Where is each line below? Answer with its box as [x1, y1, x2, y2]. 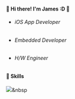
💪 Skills [6, 73, 24, 80]
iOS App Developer [14, 19, 60, 26]
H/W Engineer [14, 55, 48, 62]
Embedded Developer [14, 36, 67, 44]
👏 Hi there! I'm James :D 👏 [6, 5, 70, 12]
